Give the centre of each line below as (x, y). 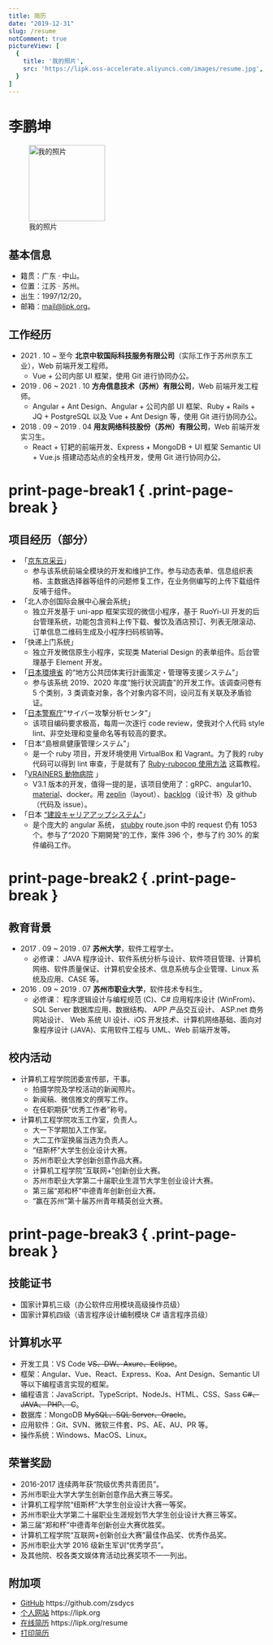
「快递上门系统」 (49, 642)
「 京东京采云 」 (45, 561)
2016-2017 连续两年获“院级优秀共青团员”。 (92, 1484)
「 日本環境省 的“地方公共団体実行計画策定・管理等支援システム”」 (131, 673)
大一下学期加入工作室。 (71, 1129)
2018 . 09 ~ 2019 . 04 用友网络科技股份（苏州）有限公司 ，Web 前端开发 (140, 426)
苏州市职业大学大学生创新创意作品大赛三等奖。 (98, 1494)
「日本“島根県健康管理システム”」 (77, 743)
